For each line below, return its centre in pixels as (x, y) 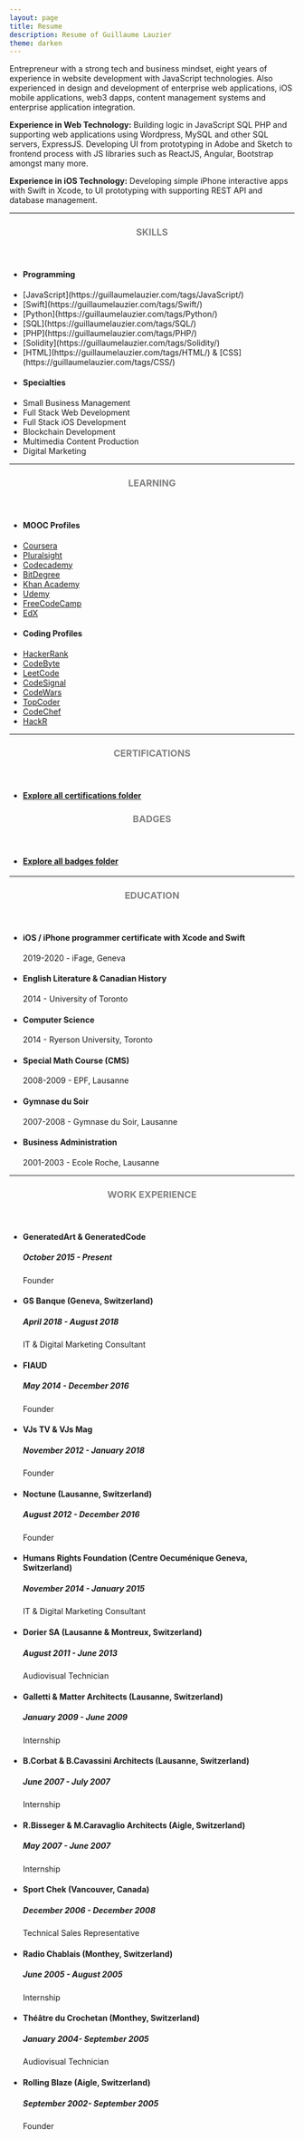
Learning (152, 483)
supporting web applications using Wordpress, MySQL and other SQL (139, 135)
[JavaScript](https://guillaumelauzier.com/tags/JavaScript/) (133, 295)
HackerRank (45, 653)
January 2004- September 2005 (85, 2038)
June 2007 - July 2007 (66, 1781)
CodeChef (42, 711)
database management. (53, 200)
